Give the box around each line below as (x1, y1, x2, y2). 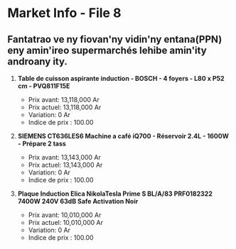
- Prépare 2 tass (17, 140, 66, 148)
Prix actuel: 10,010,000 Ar (28, 218, 104, 226)
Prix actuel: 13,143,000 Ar (28, 161, 103, 169)
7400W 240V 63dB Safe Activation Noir (17, 197, 139, 205)
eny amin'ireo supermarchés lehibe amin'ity (7, 44, 208, 56)
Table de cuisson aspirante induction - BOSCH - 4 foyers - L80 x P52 (17, 74, 225, 82)
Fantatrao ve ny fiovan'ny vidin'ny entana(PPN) (7, 33, 222, 45)
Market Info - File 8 (7, 5, 122, 21)
